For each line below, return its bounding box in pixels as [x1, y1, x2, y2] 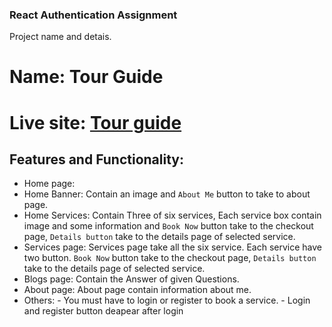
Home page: [23, 178, 76, 190]
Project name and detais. [9, 31, 112, 43]
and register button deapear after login [23, 305, 184, 317]
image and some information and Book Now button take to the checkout [23, 220, 314, 232]
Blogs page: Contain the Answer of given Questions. [23, 273, 240, 285]
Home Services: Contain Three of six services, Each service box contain [23, 209, 322, 222]
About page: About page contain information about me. [23, 284, 252, 296]
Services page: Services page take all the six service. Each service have [23, 241, 322, 253]
